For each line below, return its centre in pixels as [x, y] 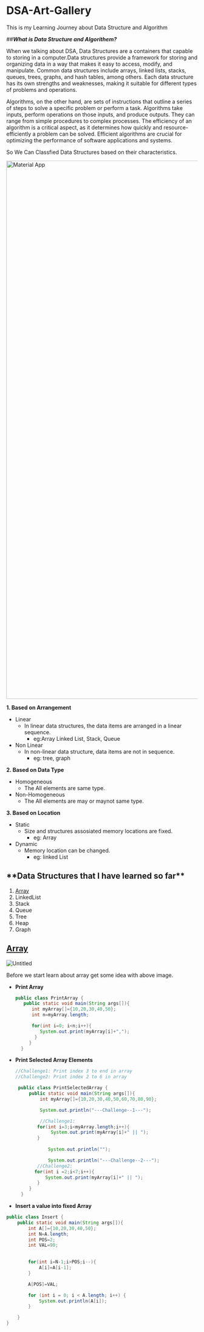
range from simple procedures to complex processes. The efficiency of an [99, 121]
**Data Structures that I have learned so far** [96, 876]
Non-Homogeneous [40, 794]
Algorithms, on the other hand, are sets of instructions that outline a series [99, 102]
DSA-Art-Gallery [49, 11]
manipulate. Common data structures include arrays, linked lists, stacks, [96, 70]
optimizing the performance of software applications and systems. [90, 140]
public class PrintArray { [49, 998]
